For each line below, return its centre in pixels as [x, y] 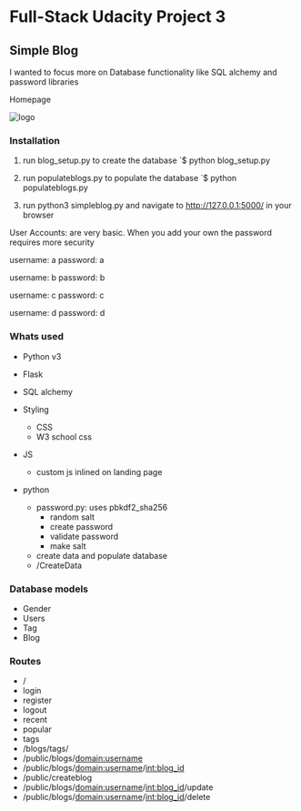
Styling [36, 409]
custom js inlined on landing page [99, 471]
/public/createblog [57, 778]
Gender [37, 608]
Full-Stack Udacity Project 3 [118, 17]
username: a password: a [57, 260]
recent [35, 720]
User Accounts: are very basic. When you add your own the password [141, 233]
